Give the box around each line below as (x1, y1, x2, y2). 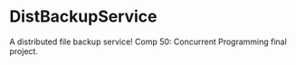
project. (9, 45, 39, 56)
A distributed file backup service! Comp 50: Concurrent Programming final (9, 36, 287, 47)
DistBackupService (9, 6, 158, 27)
